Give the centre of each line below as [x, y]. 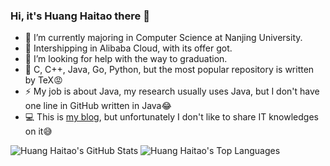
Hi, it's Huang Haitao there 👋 [80, 16]
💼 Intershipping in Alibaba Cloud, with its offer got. [128, 48]
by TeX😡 [43, 80]
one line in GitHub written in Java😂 [98, 106]
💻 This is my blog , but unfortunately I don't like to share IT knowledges [171, 117]
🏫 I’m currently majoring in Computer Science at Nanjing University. [163, 38]
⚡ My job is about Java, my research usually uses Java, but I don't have [172, 91]
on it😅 [38, 131]
